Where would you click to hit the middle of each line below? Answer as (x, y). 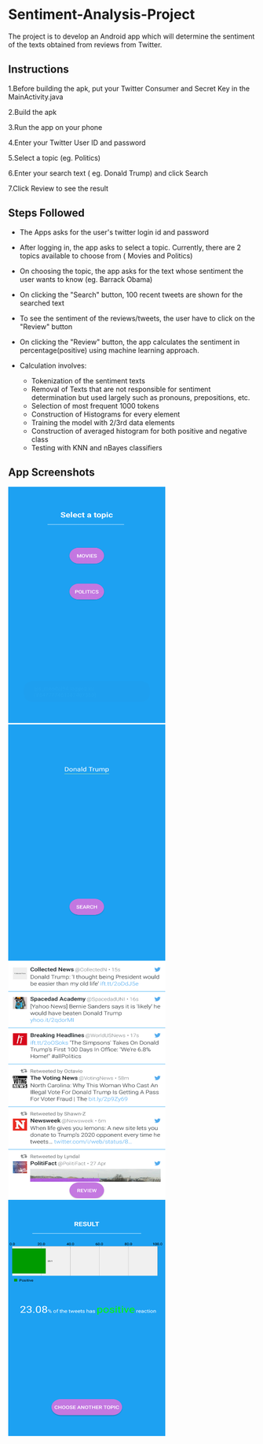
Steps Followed (46, 213)
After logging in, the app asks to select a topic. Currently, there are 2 (130, 247)
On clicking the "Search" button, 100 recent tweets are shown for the (131, 294)
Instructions (38, 70)
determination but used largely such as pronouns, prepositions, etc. (141, 397)
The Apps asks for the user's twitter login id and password (114, 232)
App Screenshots (52, 472)
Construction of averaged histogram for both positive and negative (139, 431)
